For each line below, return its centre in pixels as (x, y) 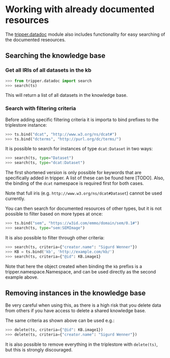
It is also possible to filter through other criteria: (55, 237)
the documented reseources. (36, 40)
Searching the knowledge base (55, 56)
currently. (15, 199)
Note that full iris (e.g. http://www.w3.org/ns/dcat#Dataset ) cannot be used (84, 193)
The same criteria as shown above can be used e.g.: (60, 321)
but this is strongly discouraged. (39, 350)
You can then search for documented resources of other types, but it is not (83, 209)
